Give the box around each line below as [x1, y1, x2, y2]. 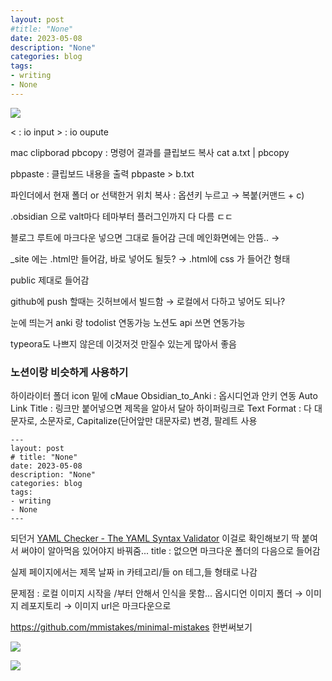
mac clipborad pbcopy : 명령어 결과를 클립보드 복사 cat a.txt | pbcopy [10, 146, 290, 158]
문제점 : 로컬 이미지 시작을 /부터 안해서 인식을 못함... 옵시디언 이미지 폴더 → [10, 587, 304, 600]
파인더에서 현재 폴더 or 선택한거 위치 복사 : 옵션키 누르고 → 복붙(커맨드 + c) [10, 189, 305, 201]
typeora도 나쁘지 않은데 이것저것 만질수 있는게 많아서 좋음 [10, 337, 237, 350]
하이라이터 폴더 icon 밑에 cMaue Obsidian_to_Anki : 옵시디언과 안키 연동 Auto [10, 390, 318, 402]
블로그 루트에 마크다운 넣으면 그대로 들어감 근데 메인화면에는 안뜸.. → [10, 231, 280, 243]
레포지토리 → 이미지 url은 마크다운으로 [20, 600, 172, 612]
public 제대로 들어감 [10, 274, 90, 286]
